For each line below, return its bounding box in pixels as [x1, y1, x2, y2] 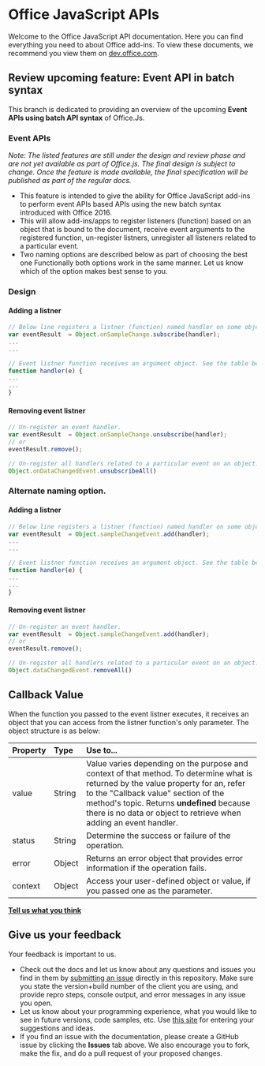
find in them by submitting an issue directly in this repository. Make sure [19, 973, 254, 982]
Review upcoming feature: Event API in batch [8, 71, 235, 84]
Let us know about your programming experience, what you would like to [19, 1006, 257, 1016]
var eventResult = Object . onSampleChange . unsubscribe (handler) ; [8, 431, 227, 439]
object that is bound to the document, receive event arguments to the [19, 225, 245, 234]
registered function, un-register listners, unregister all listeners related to [19, 233, 256, 242]
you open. [19, 998, 53, 1008]
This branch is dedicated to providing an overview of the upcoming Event [8, 104, 248, 114]
